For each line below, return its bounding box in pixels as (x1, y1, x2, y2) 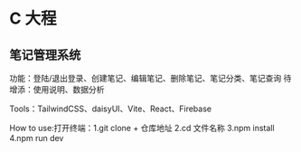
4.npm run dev (9, 133, 64, 143)
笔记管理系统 (9, 47, 81, 62)
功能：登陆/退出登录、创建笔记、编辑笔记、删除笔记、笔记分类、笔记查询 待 (9, 73, 292, 83)
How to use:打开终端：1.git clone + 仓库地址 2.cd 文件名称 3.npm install (9, 123, 275, 133)
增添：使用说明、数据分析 (9, 84, 105, 95)
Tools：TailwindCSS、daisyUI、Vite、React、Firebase (9, 103, 212, 114)
